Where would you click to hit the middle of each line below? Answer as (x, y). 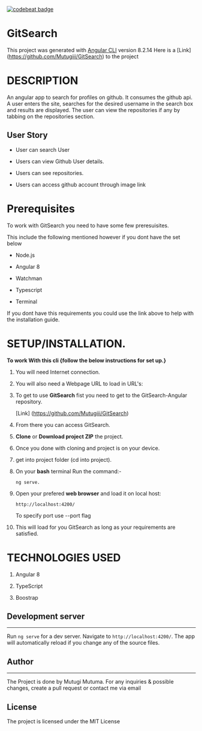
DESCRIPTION (43, 81)
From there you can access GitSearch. (63, 425)
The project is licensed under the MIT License (64, 721)
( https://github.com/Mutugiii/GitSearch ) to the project (73, 56)
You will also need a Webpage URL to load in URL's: (79, 383)
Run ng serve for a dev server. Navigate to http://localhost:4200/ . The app (101, 636)
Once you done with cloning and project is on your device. (88, 448)
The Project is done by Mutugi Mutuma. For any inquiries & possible (91, 682)
